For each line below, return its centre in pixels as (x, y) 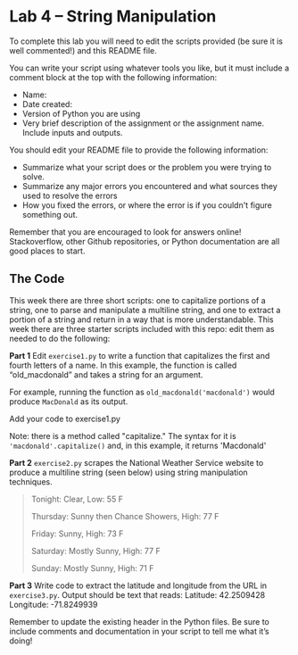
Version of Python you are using (81, 113)
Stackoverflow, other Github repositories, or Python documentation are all (145, 241)
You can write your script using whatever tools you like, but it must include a (149, 68)
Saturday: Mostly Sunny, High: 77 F (95, 551)
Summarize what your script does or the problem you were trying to (147, 167)
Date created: (47, 104)
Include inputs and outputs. (72, 132)
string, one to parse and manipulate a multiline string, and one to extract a (145, 310)
